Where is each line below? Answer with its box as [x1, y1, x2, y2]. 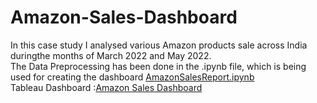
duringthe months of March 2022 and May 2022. [10, 49, 212, 61]
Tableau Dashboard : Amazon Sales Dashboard [10, 81, 203, 93]
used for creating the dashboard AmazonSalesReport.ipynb [10, 71, 255, 83]
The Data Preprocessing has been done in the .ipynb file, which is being [10, 60, 307, 72]
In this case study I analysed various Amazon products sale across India [10, 39, 308, 51]
